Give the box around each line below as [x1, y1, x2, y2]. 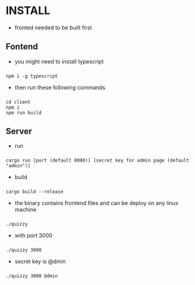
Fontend [6, 41, 38, 52]
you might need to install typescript [14, 57, 104, 65]
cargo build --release [6, 189, 64, 195]
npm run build [6, 109, 42, 116]
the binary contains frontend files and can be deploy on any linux [14, 200, 178, 207]
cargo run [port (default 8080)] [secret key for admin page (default [6, 157, 189, 164]
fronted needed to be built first [14, 24, 92, 31]
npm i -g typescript [6, 73, 59, 79]
